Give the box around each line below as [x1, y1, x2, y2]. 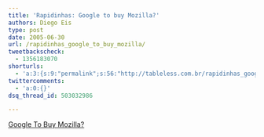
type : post [8, 26, 44, 34]
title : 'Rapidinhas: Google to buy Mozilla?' [8, 11, 159, 20]
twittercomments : [8, 77, 65, 85]
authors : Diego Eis [8, 19, 72, 27]
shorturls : [8, 63, 44, 70]
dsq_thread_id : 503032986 [8, 92, 93, 99]
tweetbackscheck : [8, 48, 65, 56]
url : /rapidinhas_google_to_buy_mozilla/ [8, 41, 146, 49]
